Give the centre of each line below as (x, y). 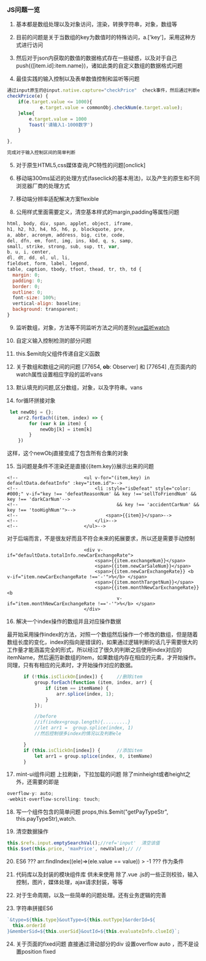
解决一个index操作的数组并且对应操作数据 (68, 621)
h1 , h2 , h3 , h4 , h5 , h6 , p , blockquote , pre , (66, 229)
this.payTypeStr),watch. (46, 819)
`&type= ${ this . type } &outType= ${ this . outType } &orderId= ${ (81, 920)
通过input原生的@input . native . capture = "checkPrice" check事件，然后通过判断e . (105, 90)
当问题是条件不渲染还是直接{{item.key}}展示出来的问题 (85, 466)
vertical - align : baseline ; (47, 304)
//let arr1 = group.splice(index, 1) (84, 728)
